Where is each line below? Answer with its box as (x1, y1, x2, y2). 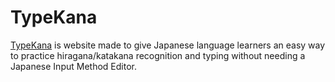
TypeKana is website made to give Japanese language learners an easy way (10, 39, 326, 51)
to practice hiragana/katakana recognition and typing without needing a (10, 49, 306, 61)
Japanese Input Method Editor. (10, 60, 137, 72)
